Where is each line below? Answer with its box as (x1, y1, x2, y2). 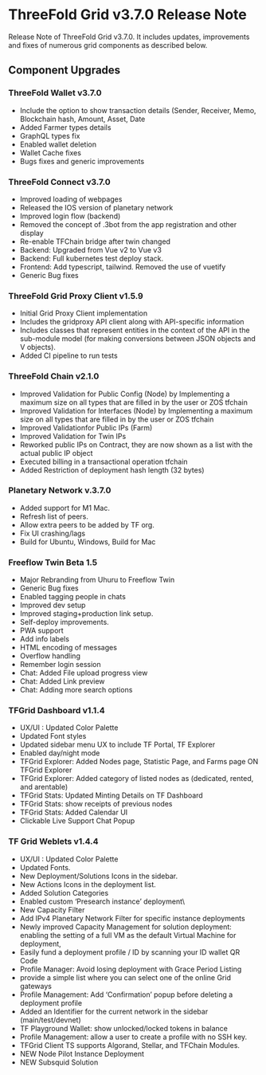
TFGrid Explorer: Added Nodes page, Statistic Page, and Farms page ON (19, 757, 259, 767)
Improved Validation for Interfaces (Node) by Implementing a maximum (19, 406, 253, 415)
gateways (19, 981, 52, 991)
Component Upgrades (8, 64, 121, 77)
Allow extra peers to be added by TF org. (19, 520, 155, 529)
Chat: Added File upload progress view (19, 668, 148, 678)
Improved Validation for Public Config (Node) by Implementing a (19, 389, 230, 398)
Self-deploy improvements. (19, 618, 109, 627)
